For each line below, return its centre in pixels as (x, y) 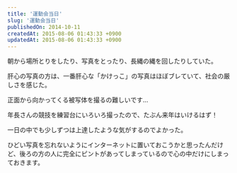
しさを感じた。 (29, 85)
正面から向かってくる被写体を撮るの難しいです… (78, 100)
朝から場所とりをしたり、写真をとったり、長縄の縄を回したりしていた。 (112, 61)
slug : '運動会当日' (33, 20)
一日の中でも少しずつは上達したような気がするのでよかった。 (97, 130)
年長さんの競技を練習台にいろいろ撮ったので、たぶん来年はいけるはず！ (112, 115)
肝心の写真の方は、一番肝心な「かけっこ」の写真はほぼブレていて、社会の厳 (118, 76)
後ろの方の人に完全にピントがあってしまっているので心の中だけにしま (121, 154)
